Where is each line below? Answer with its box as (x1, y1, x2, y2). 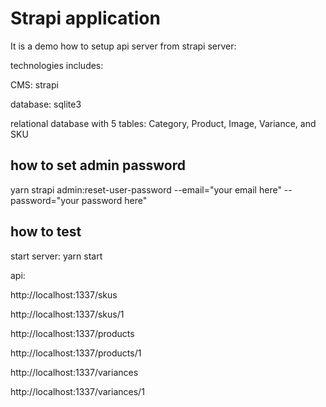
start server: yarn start (10, 250, 103, 262)
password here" (81, 194, 148, 206)
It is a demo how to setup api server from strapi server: (10, 40, 237, 52)
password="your (10, 194, 80, 206)
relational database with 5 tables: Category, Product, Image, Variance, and (10, 117, 317, 129)
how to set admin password (10, 157, 186, 174)
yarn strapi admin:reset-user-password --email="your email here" (10, 183, 282, 196)
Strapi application (10, 7, 161, 30)
